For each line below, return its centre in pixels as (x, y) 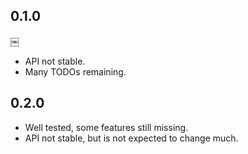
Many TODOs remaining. (75, 71)
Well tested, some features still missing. (106, 127)
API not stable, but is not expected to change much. (131, 138)
